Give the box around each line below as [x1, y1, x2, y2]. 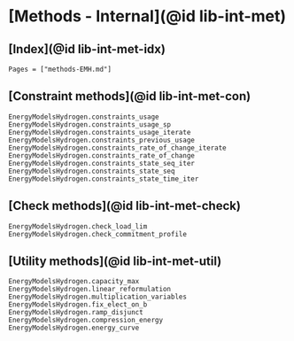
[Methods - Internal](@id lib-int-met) [8, 6, 287, 27]
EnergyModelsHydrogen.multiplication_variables [8, 292, 188, 302]
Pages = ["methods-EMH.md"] [8, 65, 112, 74]
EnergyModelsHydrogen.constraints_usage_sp [8, 120, 172, 129]
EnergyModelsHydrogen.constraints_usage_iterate [8, 128, 191, 136]
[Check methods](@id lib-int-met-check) [8, 198, 241, 213]
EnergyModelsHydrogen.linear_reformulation [8, 285, 172, 294]
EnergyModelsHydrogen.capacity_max [8, 277, 140, 286]
